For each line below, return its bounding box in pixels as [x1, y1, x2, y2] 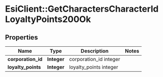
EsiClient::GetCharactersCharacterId [5, 3, 159, 15]
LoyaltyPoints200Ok [5, 14, 92, 25]
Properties [5, 33, 38, 41]
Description [80, 48, 109, 54]
